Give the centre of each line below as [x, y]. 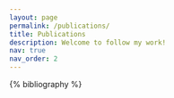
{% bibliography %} [46, 84]
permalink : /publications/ [60, 26]
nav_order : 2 [34, 59]
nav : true [28, 51]
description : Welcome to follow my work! [88, 42]
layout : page [34, 17]
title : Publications [48, 34]
